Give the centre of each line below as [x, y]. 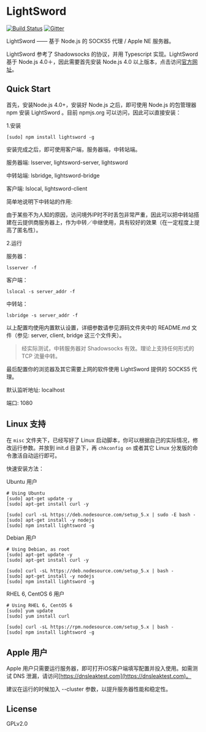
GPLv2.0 [17, 724]
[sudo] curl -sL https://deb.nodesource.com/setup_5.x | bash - [90, 571]
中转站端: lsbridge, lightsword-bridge [53, 175]
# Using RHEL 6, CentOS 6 [39, 605]
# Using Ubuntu [26, 493]
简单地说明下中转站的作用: [40, 202]
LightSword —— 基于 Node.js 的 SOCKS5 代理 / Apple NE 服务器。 [90, 41]
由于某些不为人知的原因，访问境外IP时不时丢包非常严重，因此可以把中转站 [100, 214]
